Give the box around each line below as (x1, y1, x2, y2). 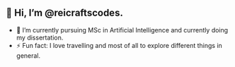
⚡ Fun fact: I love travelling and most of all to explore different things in (16, 41, 223, 49)
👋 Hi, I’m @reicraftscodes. (6, 7, 124, 19)
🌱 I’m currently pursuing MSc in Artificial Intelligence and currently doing (16, 25, 229, 34)
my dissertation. (16, 33, 64, 42)
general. (16, 51, 41, 60)
